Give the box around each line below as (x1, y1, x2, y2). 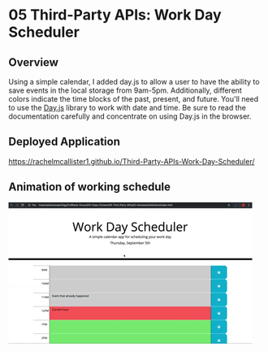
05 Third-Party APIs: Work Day (8, 6, 222, 24)
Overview (8, 55, 59, 69)
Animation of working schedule (8, 180, 171, 194)
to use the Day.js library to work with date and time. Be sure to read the (8, 103, 246, 112)
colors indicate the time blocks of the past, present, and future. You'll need (8, 94, 259, 103)
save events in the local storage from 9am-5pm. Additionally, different (8, 85, 242, 95)
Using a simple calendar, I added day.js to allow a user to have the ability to (8, 77, 260, 86)
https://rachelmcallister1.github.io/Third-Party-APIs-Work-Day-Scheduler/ (8, 156, 255, 166)
